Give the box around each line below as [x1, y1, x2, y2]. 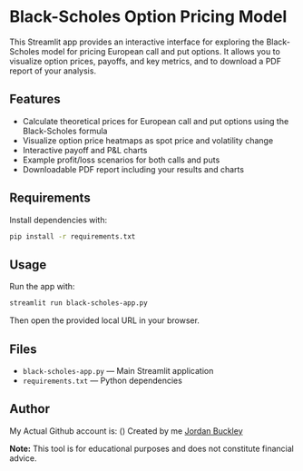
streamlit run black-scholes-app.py [9, 299, 148, 308]
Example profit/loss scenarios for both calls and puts [22, 154, 220, 165]
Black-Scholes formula [22, 125, 108, 136]
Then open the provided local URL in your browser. [9, 315, 200, 326]
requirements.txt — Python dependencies [22, 375, 183, 386]
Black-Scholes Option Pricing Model [9, 6, 288, 27]
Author [9, 401, 50, 417]
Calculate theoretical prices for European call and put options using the [22, 115, 289, 126]
